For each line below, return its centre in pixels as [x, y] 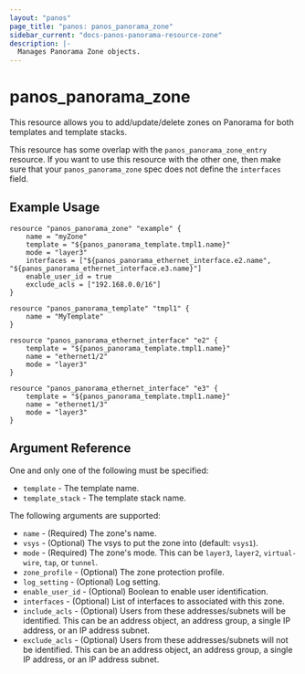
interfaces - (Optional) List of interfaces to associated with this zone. [153, 601]
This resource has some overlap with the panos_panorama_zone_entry [138, 150]
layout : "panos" [40, 18]
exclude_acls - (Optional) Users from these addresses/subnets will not [156, 639]
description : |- [40, 43]
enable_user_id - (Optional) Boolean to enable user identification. [146, 591]
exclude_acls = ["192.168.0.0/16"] [94, 284]
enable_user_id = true [69, 276]
